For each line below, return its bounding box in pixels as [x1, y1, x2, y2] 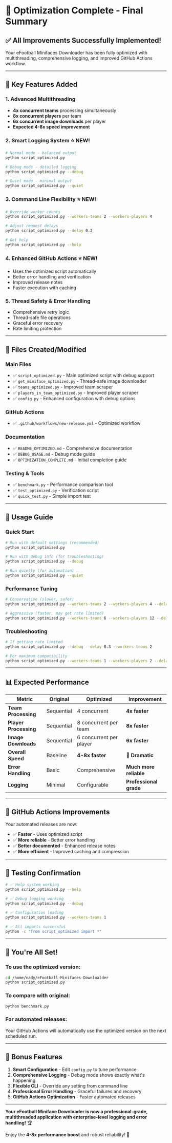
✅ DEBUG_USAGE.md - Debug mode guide [12, 451, 96, 457]
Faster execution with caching [12, 285, 77, 291]
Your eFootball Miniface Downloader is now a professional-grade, [5, 1108, 148, 1114]
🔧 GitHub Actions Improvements [5, 808, 110, 816]
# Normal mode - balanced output [5, 150, 77, 156]
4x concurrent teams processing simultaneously [12, 107, 117, 114]
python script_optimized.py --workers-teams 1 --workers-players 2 [5, 658, 153, 663]
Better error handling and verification [12, 274, 91, 280]
